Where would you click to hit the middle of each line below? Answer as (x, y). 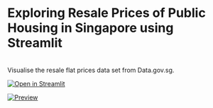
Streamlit (35, 43)
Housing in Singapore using (91, 28)
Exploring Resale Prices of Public (106, 13)
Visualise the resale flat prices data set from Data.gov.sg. (91, 70)
